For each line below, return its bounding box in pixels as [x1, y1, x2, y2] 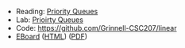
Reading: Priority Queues [15, 7, 98, 16]
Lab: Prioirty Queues [15, 15, 83, 24]
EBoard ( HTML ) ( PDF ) [15, 31, 88, 41]
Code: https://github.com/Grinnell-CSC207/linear [15, 24, 177, 32]
